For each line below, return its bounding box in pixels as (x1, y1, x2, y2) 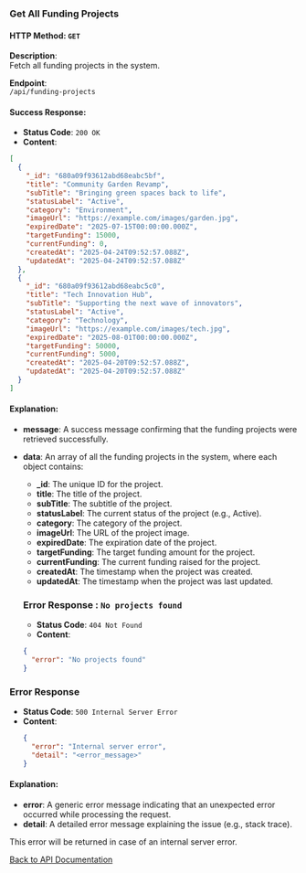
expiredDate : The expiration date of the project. (36, 538, 217, 548)
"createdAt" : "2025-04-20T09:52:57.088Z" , (26, 358, 190, 367)
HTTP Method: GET (9, 30, 80, 41)
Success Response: (9, 106, 87, 117)
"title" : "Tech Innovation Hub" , (26, 291, 153, 300)
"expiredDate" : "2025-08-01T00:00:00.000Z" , (26, 333, 198, 342)
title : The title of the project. (36, 488, 142, 500)
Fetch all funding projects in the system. (9, 60, 161, 71)
